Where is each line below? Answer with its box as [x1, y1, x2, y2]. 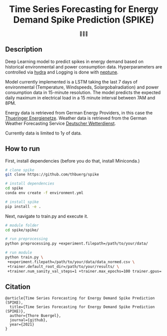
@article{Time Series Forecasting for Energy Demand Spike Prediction [5, 296, 155, 301]
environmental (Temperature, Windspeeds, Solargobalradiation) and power [5, 84, 159, 90]
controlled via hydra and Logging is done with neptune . [5, 69, 119, 75]
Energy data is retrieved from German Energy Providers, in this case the [5, 109, 153, 115]
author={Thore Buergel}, [9, 313, 61, 318]
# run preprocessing [5, 236, 48, 241]
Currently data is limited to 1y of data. [5, 130, 82, 136]
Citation [5, 282, 31, 291]
